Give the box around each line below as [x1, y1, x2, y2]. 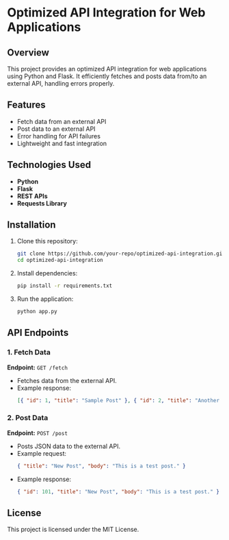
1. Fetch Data [7, 347, 51, 357]
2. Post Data [7, 413, 49, 423]
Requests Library [16, 199, 67, 207]
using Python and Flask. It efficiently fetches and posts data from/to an [7, 72, 207, 80]
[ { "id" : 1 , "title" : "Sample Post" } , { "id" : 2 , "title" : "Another [16, 397, 220, 404]
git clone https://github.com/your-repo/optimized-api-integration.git [16, 250, 226, 258]
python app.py [16, 308, 57, 315]
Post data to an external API [16, 125, 96, 133]
